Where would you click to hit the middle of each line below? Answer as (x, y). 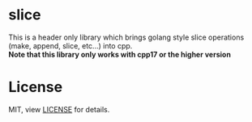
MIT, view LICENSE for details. (59, 109)
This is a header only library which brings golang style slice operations (126, 37)
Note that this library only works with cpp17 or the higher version (120, 54)
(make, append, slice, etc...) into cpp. (70, 45)
